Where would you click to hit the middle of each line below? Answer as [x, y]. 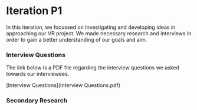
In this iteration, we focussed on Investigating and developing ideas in [91, 27]
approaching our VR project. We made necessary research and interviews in [99, 33]
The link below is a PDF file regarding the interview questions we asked [93, 68]
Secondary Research [37, 101]
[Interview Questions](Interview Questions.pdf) [63, 85]
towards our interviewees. [38, 74]
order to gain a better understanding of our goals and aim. [77, 39]
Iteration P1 [34, 11]
